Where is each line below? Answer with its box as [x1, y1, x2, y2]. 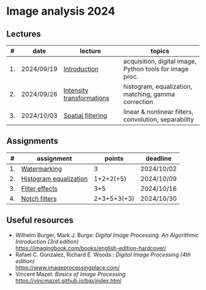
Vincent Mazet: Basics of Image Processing [15, 270, 126, 278]
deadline [145, 154, 172, 163]
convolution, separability [123, 115, 194, 124]
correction [123, 98, 153, 106]
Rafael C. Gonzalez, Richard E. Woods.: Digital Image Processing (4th [15, 251, 191, 258]
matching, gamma [123, 90, 175, 99]
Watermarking [21, 164, 63, 173]
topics [150, 47, 170, 55]
